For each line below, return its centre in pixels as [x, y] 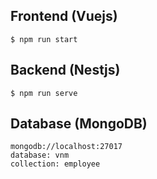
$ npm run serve [44, 93]
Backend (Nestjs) [65, 70]
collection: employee [55, 164]
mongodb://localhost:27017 [66, 147]
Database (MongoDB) [79, 124]
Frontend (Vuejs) [64, 16]
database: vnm [40, 155]
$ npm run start [44, 39]
